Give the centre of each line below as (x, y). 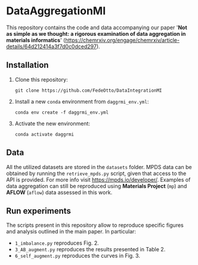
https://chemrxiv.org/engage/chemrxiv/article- (123, 40)
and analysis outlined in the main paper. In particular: (71, 232)
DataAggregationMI (56, 11)
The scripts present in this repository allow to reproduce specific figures (95, 225)
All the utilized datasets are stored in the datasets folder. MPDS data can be (99, 167)
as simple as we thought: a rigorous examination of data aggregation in (96, 33)
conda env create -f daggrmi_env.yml (62, 112)
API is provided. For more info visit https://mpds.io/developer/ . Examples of (98, 179)
